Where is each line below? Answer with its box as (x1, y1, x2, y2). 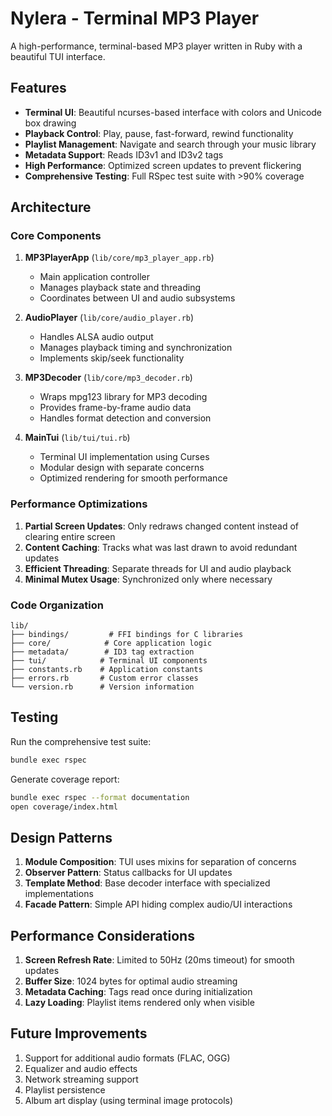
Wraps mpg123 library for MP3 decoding (39, 391, 208, 403)
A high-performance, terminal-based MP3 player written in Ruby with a (10, 40, 303, 52)
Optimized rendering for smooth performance (39, 472, 228, 484)
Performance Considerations (10, 927, 195, 944)
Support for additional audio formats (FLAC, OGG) (24, 1052, 231, 1064)
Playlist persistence (24, 1083, 106, 1096)
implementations (24, 888, 94, 900)
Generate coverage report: (10, 773, 120, 785)
